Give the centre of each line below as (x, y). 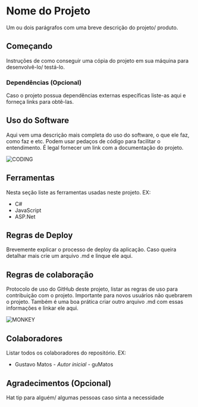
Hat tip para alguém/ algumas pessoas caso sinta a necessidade (85, 397)
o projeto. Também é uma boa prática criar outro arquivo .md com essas (95, 302)
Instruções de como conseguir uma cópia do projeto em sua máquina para (98, 60)
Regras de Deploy (40, 235)
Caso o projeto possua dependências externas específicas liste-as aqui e (96, 95)
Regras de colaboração (50, 275)
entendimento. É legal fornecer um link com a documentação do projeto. (95, 147)
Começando (29, 46)
